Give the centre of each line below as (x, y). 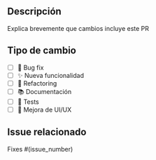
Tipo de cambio (42, 51)
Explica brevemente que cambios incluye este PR (78, 28)
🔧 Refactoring (37, 83)
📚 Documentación (44, 91)
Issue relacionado (47, 132)
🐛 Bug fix (30, 67)
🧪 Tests (28, 102)
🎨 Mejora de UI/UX (44, 109)
